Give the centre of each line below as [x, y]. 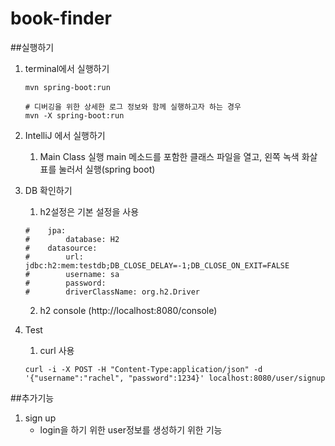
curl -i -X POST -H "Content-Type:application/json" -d [143, 369]
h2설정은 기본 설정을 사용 [89, 211]
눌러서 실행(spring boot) [107, 169]
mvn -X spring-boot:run [74, 115]
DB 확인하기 [48, 190]
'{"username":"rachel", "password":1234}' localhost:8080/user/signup [175, 378]
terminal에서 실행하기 [67, 68]
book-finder [61, 18]
